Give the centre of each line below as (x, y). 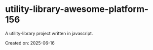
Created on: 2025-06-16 (30, 43)
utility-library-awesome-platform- (77, 9)
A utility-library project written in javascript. (49, 33)
